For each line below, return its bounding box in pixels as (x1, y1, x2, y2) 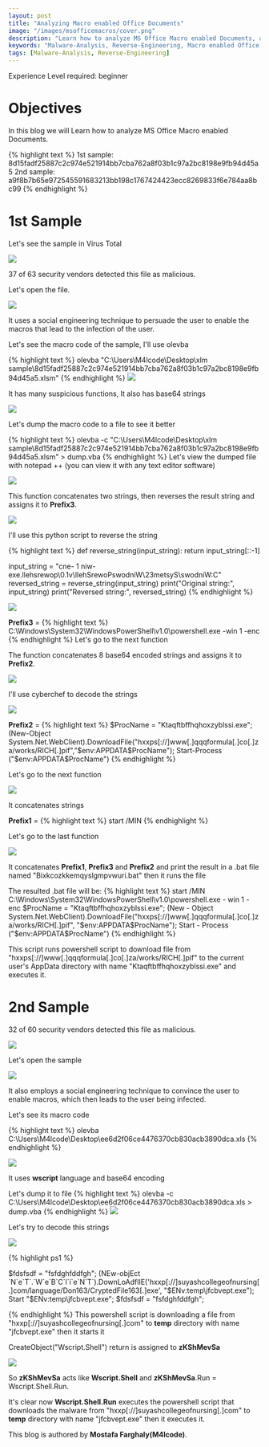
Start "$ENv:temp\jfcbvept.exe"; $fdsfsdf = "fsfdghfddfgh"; (8, 1294, 205, 1303)
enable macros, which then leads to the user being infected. (8, 1094, 207, 1104)
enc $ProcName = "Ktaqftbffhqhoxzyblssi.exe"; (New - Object (8, 903, 214, 912)
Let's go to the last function (8, 831, 99, 841)
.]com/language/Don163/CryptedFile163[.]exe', (8, 1286, 163, 1295)
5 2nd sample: (8, 166, 56, 177)
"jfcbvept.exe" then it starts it (8, 1327, 105, 1336)
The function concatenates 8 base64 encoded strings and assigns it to (8, 650, 243, 659)
